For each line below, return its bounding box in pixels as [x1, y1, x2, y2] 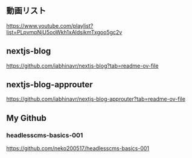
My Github [6, 113, 46, 123]
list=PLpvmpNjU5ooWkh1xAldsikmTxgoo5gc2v [6, 28, 123, 36]
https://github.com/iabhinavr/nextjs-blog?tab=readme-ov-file [6, 62, 159, 69]
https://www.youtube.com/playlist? [6, 22, 94, 29]
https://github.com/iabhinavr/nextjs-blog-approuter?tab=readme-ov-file [6, 95, 186, 103]
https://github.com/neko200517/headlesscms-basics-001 [6, 145, 150, 152]
